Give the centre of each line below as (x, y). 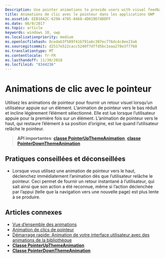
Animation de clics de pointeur (43, 229)
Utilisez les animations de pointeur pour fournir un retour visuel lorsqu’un (79, 103)
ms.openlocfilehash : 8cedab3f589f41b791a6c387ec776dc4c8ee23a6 (71, 42)
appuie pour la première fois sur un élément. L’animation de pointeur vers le (82, 118)
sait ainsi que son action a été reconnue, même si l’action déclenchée (82, 186)
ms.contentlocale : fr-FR (30, 55)
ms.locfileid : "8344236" (30, 64)
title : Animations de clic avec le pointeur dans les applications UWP (80, 14)
